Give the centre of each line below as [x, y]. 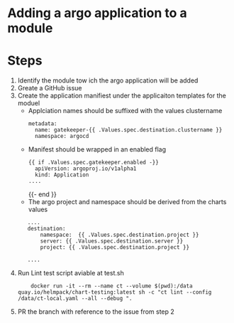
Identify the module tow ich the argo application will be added [108, 80]
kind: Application [62, 175]
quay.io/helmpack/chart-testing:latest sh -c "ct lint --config [115, 292]
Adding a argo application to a [97, 13]
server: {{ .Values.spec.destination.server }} [112, 241]
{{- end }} [42, 194]
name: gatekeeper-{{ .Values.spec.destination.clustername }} [128, 130]
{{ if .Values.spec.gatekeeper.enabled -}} [94, 163]
